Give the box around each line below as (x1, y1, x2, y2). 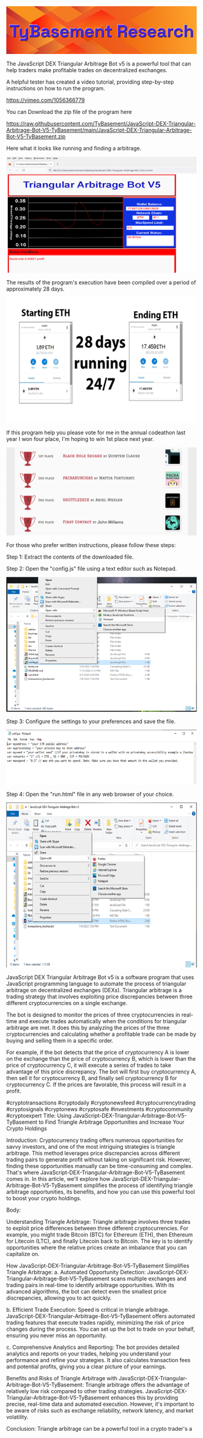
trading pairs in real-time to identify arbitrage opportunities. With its (6, 1281, 175, 1288)
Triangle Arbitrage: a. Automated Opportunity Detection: (6, 1268, 146, 1275)
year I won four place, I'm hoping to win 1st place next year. (6, 435, 154, 442)
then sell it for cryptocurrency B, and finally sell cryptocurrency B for (6, 1074, 177, 1081)
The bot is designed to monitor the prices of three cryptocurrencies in (6, 1011, 180, 1018)
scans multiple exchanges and (111, 1275, 187, 1282)
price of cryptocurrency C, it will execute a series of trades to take (6, 1061, 172, 1069)
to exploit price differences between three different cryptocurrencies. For (6, 1225, 188, 1232)
